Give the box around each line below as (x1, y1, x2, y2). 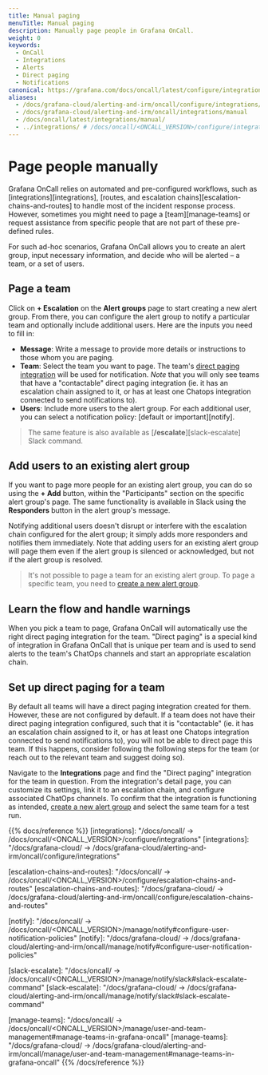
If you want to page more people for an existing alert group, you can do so (8, 480, 253, 490)
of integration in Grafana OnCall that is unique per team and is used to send (8, 641, 257, 650)
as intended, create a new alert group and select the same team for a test (8, 802, 250, 811)
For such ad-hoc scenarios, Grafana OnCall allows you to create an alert (8, 241, 246, 252)
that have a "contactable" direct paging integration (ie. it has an (19, 378, 229, 387)
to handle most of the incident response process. (73, 200, 235, 210)
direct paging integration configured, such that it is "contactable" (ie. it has (8, 718, 254, 728)
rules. (35, 226, 54, 236)
